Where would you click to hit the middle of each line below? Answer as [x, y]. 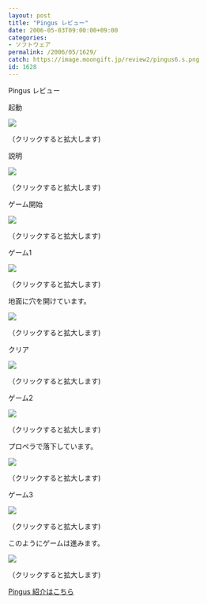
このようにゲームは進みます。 [56, 543]
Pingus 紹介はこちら [41, 591]
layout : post [30, 15]
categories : [28, 38]
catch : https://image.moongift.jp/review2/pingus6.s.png [104, 60]
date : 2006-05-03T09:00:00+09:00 [63, 30]
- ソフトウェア [30, 45]
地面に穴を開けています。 [49, 300]
